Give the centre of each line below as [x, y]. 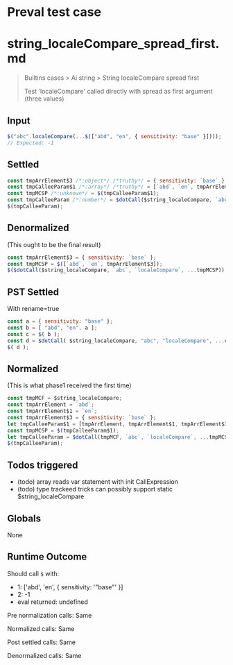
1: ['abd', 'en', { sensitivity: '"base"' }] [70, 587]
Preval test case [54, 12]
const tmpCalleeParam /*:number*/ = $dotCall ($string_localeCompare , [110, 200]
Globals [24, 518]
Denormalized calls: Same [44, 655]
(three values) [44, 99]
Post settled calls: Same [42, 642]
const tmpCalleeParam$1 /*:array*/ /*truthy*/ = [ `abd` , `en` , [101, 187]
